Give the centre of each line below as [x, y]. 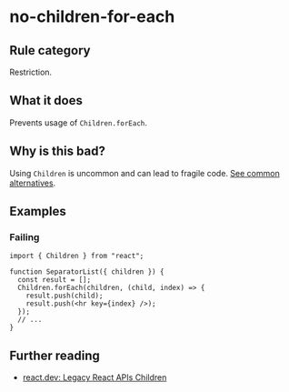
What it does [46, 101]
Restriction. [31, 72]
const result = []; [55, 280]
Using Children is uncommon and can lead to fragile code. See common [144, 173]
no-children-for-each [92, 17]
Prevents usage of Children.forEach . [78, 122]
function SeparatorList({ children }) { [87, 272]
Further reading [55, 355]
